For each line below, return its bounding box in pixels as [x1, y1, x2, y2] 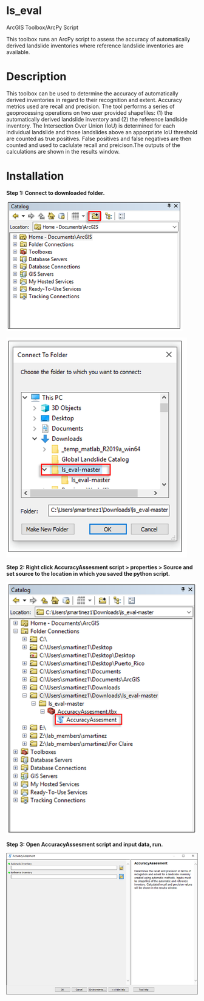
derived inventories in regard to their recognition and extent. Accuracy [6, 96, 182, 103]
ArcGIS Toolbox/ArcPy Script [6, 24, 79, 31]
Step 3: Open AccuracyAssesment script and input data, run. [6, 841, 163, 848]
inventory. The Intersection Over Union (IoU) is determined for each [6, 122, 175, 129]
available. [6, 48, 30, 55]
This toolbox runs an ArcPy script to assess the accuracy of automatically [6, 35, 191, 43]
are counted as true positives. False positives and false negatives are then [6, 135, 192, 142]
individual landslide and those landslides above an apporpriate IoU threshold [6, 128, 198, 135]
